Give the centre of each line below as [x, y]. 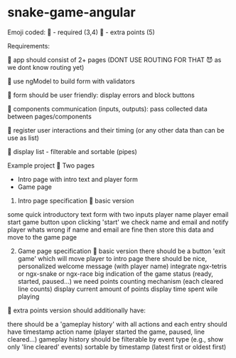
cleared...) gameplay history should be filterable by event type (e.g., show [116, 339]
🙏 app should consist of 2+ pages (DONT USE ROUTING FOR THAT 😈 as [114, 60]
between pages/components [50, 116]
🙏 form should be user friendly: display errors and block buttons [101, 95]
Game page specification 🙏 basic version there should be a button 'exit [122, 251]
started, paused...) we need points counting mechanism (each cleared [120, 281]
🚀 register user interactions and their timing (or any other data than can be [116, 130]
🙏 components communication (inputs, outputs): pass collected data [107, 108]
